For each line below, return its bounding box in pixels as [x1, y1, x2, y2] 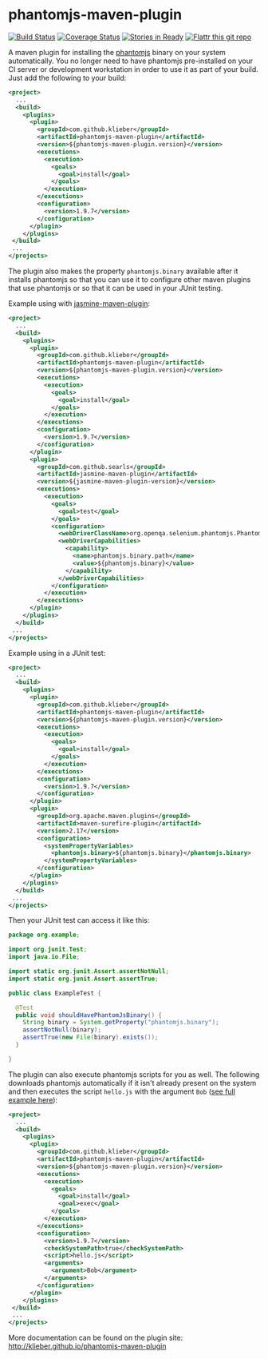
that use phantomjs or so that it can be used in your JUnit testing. [8, 284, 223, 293]
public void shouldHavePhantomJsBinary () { [15, 1011, 162, 1019]
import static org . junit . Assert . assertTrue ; [8, 975, 159, 983]
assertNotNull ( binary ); [22, 1026, 102, 1034]
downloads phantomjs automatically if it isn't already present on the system [8, 1078, 257, 1087]
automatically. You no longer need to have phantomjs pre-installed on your [8, 56, 254, 66]
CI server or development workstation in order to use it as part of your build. [8, 64, 258, 74]
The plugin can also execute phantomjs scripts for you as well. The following [8, 1069, 260, 1079]
